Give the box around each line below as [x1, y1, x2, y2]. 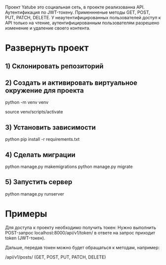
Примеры [5, 208, 47, 220]
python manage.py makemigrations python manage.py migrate [5, 164, 133, 169]
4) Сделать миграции [5, 150, 76, 159]
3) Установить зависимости [5, 123, 96, 132]
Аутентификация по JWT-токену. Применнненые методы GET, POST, [5, 9, 151, 15]
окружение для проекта [5, 86, 84, 95]
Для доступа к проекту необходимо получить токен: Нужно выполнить [5, 224, 157, 231]
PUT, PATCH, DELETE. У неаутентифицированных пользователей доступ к [5, 15, 161, 20]
